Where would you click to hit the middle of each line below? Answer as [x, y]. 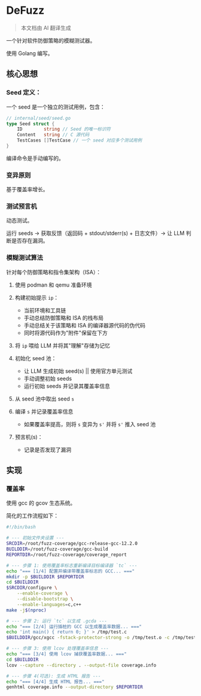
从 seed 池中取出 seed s [45, 399]
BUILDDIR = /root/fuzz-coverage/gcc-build [57, 549]
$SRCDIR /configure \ [32, 588]
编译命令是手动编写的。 [35, 158]
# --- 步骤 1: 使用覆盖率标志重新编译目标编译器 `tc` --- [72, 565]
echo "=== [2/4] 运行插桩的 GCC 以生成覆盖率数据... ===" [74, 626]
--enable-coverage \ [42, 593]
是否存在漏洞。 [30, 241]
